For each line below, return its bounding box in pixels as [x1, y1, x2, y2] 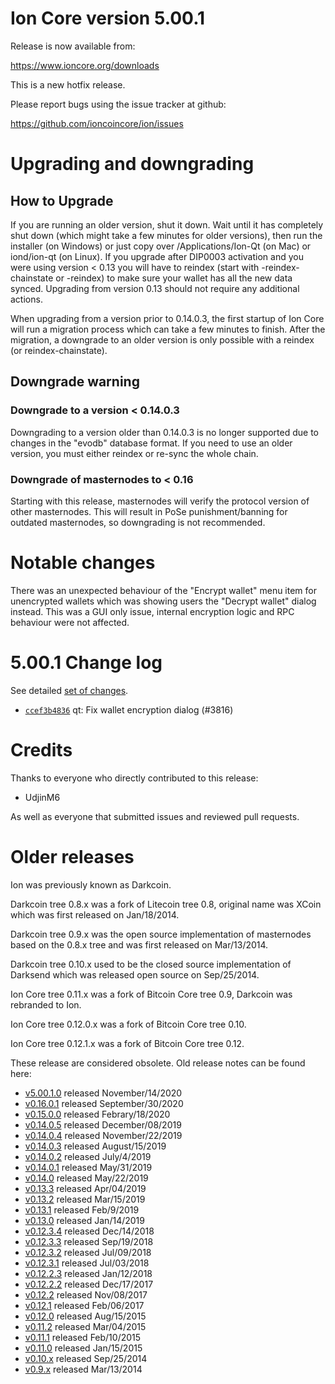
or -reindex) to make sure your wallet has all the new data [55, 272, 293, 284]
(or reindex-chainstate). [10, 344, 108, 356]
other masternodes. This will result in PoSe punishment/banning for [10, 505, 288, 517]
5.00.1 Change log [10, 652, 163, 674]
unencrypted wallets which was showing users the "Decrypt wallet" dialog [10, 595, 317, 607]
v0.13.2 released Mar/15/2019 [24, 1193, 146, 1205]
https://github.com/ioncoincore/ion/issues [10, 117, 184, 129]
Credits [10, 738, 73, 761]
